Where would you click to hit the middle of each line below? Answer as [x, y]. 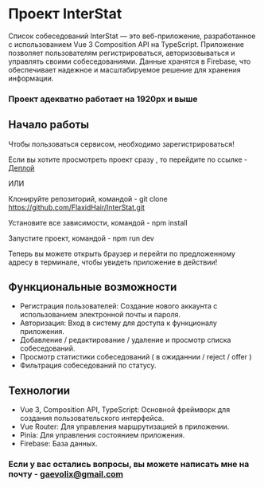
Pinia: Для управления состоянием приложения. [102, 435]
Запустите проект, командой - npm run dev [82, 238]
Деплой [21, 167]
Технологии [39, 390]
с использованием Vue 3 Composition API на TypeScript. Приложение [126, 44]
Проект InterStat [65, 14]
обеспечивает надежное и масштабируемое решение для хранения [124, 69]
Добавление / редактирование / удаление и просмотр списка [125, 340]
